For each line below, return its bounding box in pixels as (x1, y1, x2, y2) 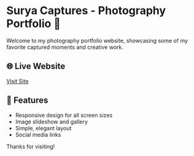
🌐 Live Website (6, 61, 66, 72)
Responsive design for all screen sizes (15, 111, 112, 119)
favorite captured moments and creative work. (6, 43, 124, 51)
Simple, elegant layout (15, 124, 72, 132)
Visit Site (6, 77, 29, 84)
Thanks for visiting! (6, 143, 55, 150)
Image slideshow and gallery (15, 117, 88, 125)
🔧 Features (6, 95, 49, 106)
